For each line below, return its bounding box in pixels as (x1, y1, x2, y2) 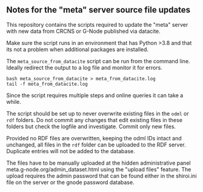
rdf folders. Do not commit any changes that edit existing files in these (6, 116, 183, 123)
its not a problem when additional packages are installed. (6, 46, 149, 53)
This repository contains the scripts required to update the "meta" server (6, 21, 188, 28)
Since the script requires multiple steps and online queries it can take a (6, 91, 184, 99)
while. (6, 98, 21, 105)
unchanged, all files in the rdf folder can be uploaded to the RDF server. (6, 141, 186, 148)
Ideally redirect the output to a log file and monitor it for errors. (6, 64, 162, 71)
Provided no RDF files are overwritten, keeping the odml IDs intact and (6, 134, 182, 142)
